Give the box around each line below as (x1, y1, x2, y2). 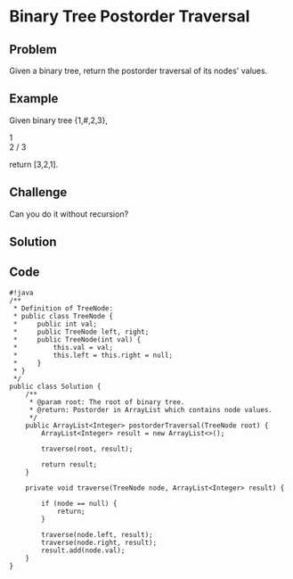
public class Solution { (9, 382, 102, 391)
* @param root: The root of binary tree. (28, 397, 185, 407)
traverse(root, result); (41, 444, 134, 453)
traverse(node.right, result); (41, 538, 158, 547)
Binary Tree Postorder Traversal (9, 6, 250, 27)
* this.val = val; (12, 343, 114, 352)
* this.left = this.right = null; (12, 351, 174, 360)
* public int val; (12, 319, 98, 328)
